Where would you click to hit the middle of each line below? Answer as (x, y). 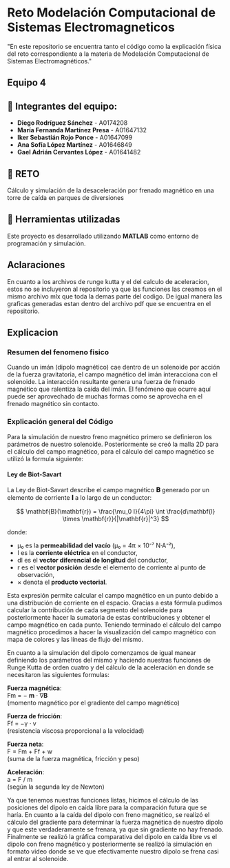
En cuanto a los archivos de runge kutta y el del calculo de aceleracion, (108, 281)
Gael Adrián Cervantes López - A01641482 (79, 152)
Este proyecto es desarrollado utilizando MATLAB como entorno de (103, 236)
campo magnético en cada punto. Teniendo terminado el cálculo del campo (114, 625)
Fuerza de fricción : (35, 716)
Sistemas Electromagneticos (91, 27)
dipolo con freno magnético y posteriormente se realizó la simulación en (109, 844)
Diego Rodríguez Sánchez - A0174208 (72, 123)
